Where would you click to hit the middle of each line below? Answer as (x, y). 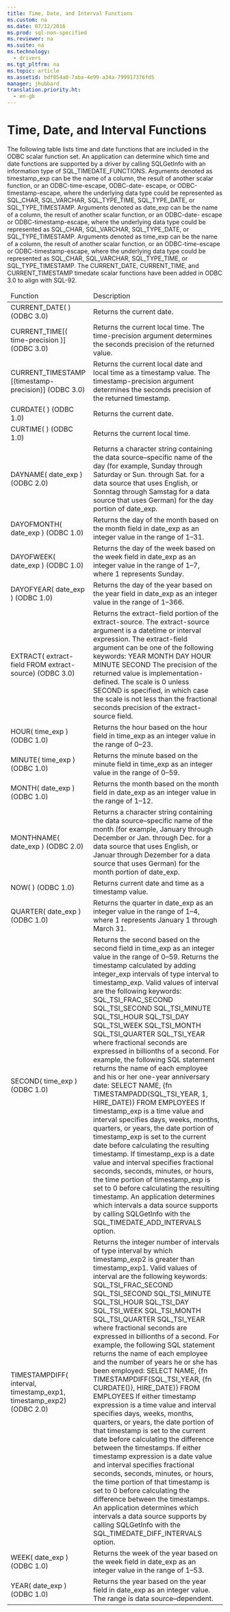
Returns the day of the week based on (154, 548)
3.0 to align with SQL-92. (42, 280)
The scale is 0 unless (155, 681)
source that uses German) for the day (153, 500)
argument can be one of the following (153, 647)
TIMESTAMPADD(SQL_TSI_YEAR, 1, (151, 1094)
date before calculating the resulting (152, 1145)
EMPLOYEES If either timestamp (145, 1396)
